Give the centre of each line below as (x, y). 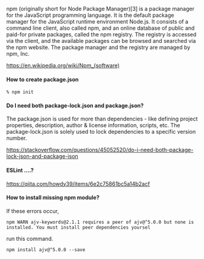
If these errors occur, (33, 211)
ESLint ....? (20, 170)
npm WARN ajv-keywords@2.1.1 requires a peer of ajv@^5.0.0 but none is (100, 222)
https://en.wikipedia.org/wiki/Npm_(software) (63, 65)
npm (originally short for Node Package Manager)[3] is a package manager (100, 9)
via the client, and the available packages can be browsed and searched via (101, 41)
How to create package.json (42, 79)
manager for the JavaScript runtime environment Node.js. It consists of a (97, 21)
